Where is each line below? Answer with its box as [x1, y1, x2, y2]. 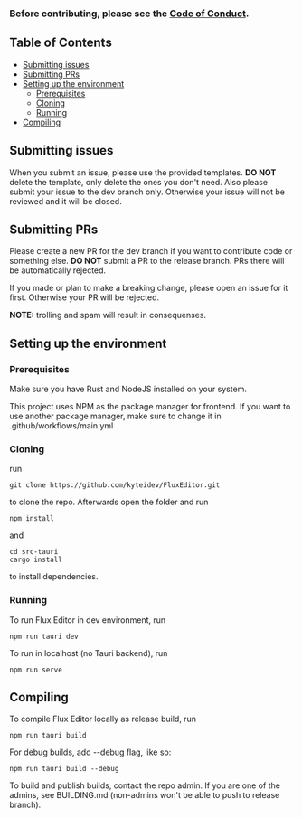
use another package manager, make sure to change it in [9, 410, 222, 422]
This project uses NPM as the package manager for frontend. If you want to [9, 401, 291, 412]
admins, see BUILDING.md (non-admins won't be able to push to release [9, 790, 280, 801]
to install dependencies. [9, 571, 99, 582]
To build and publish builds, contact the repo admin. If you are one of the [9, 780, 280, 791]
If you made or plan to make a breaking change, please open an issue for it [9, 283, 288, 294]
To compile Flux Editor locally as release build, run [9, 713, 197, 725]
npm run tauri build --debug [9, 765, 119, 774]
